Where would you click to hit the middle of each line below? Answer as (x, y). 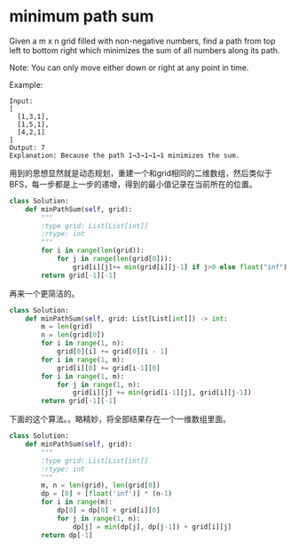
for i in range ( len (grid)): (93, 250)
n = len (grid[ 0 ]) (73, 335)
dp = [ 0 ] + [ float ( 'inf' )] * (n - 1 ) (107, 494)
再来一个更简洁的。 (44, 293)
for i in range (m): (77, 502)
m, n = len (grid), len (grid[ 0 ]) (101, 486)
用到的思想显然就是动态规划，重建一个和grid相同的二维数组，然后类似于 (141, 173)
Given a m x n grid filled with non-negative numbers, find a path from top (142, 41)
